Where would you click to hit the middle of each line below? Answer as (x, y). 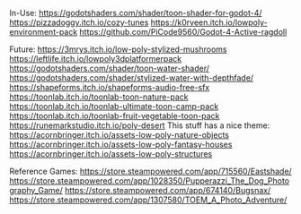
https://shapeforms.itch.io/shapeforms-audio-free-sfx (110, 87)
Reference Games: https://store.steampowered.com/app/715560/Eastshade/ (150, 171)
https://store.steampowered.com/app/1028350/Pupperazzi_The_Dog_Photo (150, 181)
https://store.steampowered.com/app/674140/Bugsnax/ (168, 190)
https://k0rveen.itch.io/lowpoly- (209, 22)
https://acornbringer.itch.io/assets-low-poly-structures (111, 154)
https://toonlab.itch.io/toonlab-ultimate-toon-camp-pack (114, 106)
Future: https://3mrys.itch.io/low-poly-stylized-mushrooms (118, 49)
